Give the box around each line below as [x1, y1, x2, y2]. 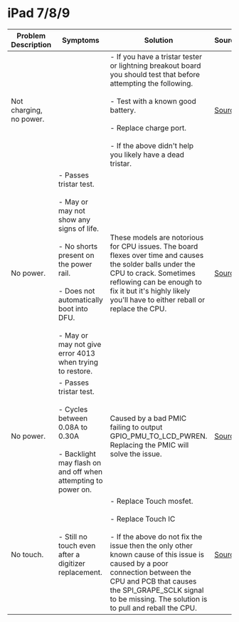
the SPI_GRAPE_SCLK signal [110, 585, 204, 595]
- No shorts [58, 241, 98, 251]
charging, [11, 105, 43, 115]
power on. [58, 484, 92, 494]
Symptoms [61, 35, 100, 45]
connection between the [110, 567, 192, 577]
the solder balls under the [110, 259, 196, 269]
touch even [58, 540, 96, 550]
